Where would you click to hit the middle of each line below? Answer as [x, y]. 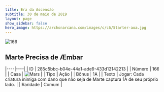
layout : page [18, 19]
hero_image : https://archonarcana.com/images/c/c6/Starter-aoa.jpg [76, 28]
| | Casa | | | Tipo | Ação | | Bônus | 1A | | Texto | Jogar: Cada [75, 74]
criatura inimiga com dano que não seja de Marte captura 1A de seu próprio [82, 79]
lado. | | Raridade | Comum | [34, 84]
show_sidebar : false [26, 23]
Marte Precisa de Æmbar [44, 57]
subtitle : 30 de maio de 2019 [36, 14]
